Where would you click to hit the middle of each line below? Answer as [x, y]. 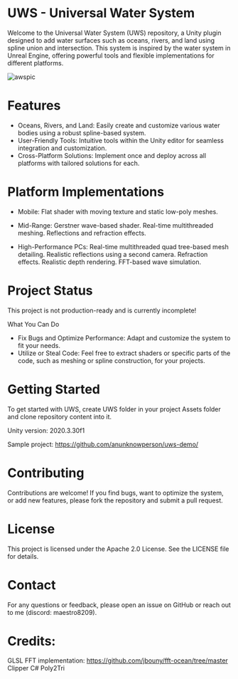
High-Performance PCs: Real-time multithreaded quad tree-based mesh [123, 246]
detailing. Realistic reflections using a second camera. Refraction [113, 254]
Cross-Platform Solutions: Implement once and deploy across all [112, 155]
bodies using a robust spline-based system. [82, 132]
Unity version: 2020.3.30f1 [46, 430]
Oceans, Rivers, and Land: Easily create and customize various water [119, 125]
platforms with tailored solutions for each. [79, 163]
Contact [32, 585]
